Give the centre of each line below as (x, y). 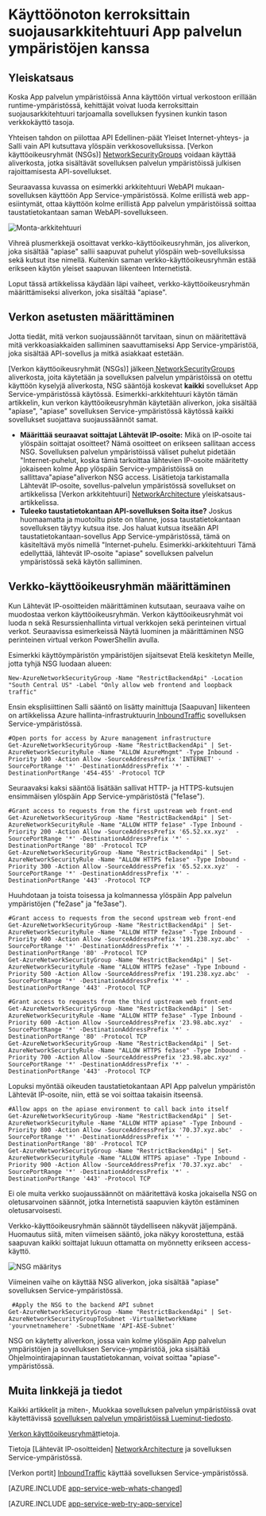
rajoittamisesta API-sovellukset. (60, 171)
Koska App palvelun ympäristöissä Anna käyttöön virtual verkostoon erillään (133, 97)
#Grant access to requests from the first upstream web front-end (120, 810)
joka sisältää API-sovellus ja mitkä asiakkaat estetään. (96, 353)
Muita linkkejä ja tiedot (66, 1391)
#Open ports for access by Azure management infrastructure (110, 738)
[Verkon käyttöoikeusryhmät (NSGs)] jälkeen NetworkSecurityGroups (122, 368)
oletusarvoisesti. (35, 1210)
